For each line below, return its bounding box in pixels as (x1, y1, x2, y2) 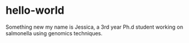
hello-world (5, 4, 65, 17)
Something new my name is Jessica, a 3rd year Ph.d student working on (5, 23, 183, 30)
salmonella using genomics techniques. (5, 29, 103, 36)
